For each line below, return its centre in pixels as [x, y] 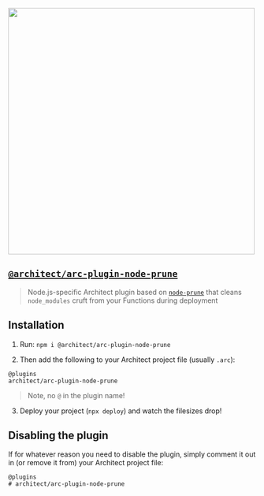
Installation [36, 325]
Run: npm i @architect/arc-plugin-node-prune [95, 344]
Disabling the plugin [58, 436]
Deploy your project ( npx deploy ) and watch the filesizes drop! [121, 411]
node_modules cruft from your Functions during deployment [123, 300]
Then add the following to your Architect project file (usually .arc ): [127, 360]
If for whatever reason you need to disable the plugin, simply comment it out [132, 454]
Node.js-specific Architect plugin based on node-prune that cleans [134, 292]
